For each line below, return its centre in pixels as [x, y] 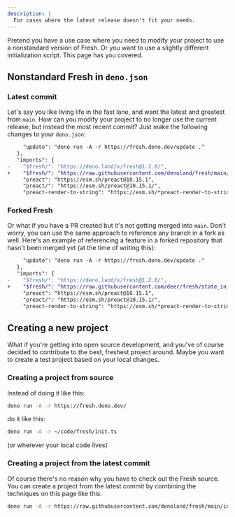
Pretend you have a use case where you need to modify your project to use [116, 40]
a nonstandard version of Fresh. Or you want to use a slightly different [108, 48]
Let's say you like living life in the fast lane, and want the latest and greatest [116, 112]
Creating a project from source [60, 378]
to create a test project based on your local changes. [83, 360]
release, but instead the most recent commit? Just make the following [107, 127]
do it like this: [26, 419]
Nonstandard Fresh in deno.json [78, 77]
